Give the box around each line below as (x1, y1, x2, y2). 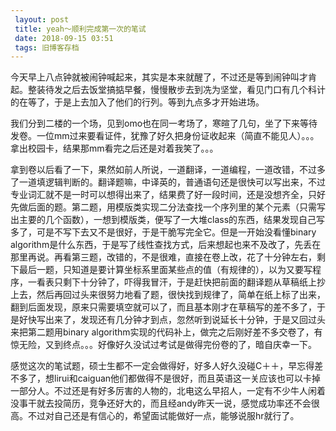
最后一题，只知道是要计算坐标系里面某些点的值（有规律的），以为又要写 (18, 264, 313, 276)
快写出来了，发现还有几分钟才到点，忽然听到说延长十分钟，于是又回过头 (27, 314, 326, 326)
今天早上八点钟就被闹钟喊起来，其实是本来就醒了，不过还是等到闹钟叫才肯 (10, 71, 317, 83)
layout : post (14, 14, 70, 25)
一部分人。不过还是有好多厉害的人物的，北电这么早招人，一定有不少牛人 (10, 385, 308, 397)
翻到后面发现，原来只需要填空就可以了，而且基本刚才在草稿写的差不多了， (10, 301, 317, 313)
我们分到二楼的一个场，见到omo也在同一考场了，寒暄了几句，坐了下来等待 (10, 117, 318, 130)
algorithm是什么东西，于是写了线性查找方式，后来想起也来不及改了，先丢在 (10, 239, 322, 251)
